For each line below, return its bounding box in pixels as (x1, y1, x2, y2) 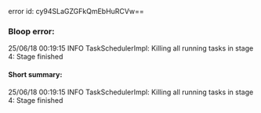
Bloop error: (8, 26, 55, 37)
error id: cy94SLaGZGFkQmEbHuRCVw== (8, 7, 144, 16)
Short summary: (8, 69, 63, 79)
